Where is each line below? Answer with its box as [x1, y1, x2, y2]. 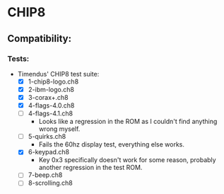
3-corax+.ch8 [28, 93, 69, 101]
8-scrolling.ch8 [28, 178, 73, 188]
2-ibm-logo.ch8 [28, 85, 74, 93]
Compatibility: [7, 33, 72, 45]
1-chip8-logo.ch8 [28, 77, 79, 86]
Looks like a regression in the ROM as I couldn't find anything [38, 118, 218, 126]
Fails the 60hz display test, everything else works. [38, 140, 185, 149]
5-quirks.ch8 [28, 132, 66, 141]
